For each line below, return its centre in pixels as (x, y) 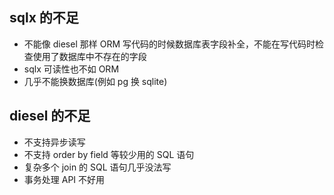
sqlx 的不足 (44, 18)
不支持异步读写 (54, 142)
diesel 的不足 (50, 116)
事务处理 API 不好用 (64, 179)
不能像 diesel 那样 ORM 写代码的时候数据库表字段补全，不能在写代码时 (169, 44)
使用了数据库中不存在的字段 (89, 56)
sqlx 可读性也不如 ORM (71, 69)
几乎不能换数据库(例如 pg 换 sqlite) (95, 81)
